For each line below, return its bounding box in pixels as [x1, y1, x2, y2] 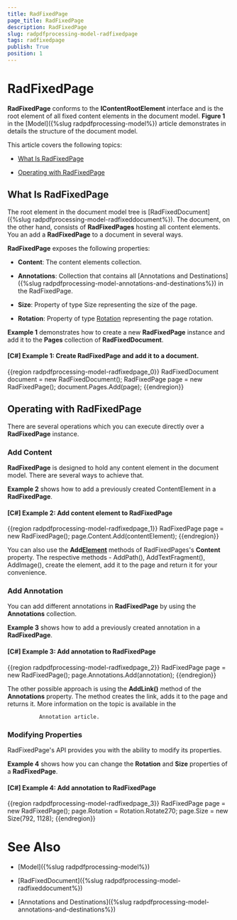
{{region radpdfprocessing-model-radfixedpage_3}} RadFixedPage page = [7, 799, 226, 808]
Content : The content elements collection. [17, 257, 142, 266]
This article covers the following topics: [7, 140, 123, 149]
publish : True [7, 43, 50, 50]
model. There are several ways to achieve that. [7, 470, 144, 480]
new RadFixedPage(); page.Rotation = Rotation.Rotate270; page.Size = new [7, 807, 228, 816]
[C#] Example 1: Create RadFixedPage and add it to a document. [7, 352, 199, 360]
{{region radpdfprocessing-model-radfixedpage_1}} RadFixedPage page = [7, 524, 224, 533]
